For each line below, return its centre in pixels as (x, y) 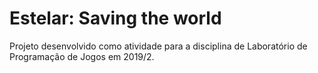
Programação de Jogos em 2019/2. (82, 56)
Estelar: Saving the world (115, 18)
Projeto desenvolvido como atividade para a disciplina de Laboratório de (158, 46)
